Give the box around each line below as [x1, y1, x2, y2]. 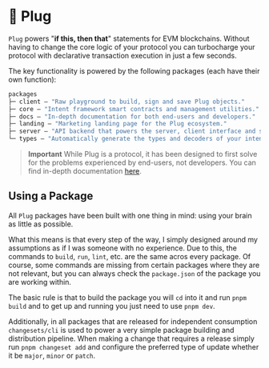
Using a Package [8, 190, 94, 203]
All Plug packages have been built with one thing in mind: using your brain [8, 210, 252, 220]
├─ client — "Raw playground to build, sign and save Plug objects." [8, 98, 246, 106]
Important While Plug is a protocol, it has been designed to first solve [27, 150, 258, 159]
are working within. [8, 277, 72, 286]
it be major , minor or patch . [8, 350, 96, 360]
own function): [8, 74, 57, 84]
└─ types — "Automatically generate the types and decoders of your [8, 135, 242, 143]
